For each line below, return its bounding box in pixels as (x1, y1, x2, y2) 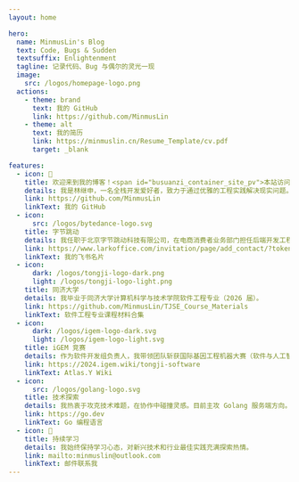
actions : (16, 86, 49, 96)
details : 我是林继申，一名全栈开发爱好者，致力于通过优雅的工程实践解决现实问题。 (24, 186, 294, 195)
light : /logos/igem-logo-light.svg (31, 335, 165, 344)
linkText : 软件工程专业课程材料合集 (24, 310, 145, 319)
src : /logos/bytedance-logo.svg (31, 219, 153, 228)
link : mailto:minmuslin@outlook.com (24, 451, 162, 460)
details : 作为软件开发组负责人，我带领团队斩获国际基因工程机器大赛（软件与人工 (24, 352, 287, 361)
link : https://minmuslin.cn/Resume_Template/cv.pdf (31, 137, 228, 146)
